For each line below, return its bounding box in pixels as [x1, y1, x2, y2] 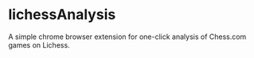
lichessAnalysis [8, 6, 116, 24]
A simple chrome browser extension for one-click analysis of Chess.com [8, 32, 247, 41]
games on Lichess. [8, 40, 70, 49]
